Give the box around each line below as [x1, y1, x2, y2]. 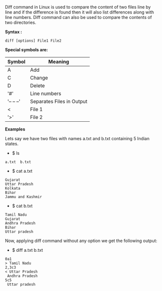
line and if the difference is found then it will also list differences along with [5, 9, 154, 15]
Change [29, 75, 48, 81]
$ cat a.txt [12, 168, 33, 174]
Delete [29, 82, 45, 89]
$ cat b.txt [12, 203, 33, 209]
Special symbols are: [5, 47, 48, 52]
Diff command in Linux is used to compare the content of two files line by [5, 4, 151, 10]
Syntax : [5, 29, 22, 34]
